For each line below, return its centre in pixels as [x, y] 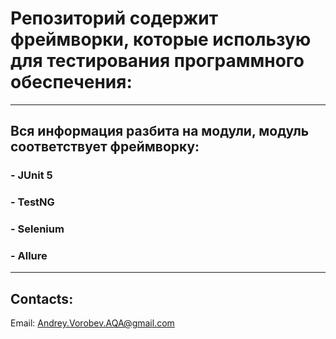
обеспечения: [71, 82]
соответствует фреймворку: [105, 147]
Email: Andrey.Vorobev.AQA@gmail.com [92, 323]
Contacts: [42, 298]
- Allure [29, 256]
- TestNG [32, 202]
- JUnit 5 [31, 175]
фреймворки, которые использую [161, 39]
